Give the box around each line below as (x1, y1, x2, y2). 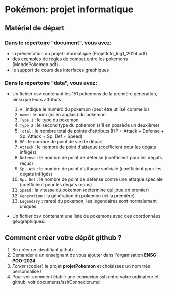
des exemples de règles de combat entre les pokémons (12, 56, 128, 62)
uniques (19, 203, 36, 209)
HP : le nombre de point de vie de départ (19, 139, 103, 145)
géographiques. (12, 218, 46, 224)
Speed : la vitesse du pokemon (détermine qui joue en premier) (19, 187, 149, 194)
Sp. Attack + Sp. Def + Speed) (19, 133, 83, 139)
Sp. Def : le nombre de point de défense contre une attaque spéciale (19, 176, 163, 182)
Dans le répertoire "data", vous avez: (5, 79, 97, 86)
